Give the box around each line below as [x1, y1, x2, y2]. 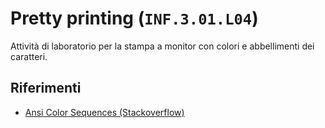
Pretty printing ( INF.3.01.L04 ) [10, 7, 259, 30]
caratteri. [10, 50, 48, 62]
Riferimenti [10, 80, 82, 97]
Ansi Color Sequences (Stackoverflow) [24, 106, 185, 118]
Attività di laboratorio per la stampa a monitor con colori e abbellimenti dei [10, 40, 315, 52]
